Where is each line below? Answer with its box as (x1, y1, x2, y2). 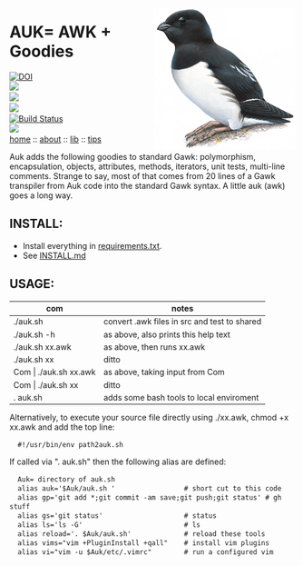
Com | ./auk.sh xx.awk (13, 367, 96, 378)
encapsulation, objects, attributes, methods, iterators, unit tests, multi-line (9, 161, 286, 172)
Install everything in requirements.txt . (22, 240, 162, 251)
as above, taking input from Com (103, 367, 225, 378)
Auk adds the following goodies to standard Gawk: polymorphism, (9, 151, 257, 162)
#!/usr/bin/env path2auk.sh (17, 441, 124, 450)
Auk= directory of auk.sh (17, 475, 116, 484)
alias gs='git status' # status (17, 511, 218, 521)
